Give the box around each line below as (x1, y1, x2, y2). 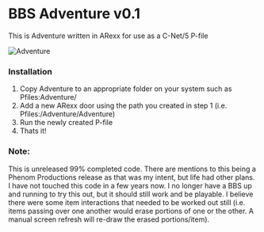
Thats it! (19, 126, 47, 135)
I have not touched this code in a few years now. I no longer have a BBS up (8, 181, 252, 190)
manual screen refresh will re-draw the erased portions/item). (8, 215, 210, 224)
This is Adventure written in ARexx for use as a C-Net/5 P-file (8, 31, 209, 40)
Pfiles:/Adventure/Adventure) (19, 109, 116, 119)
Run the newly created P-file (19, 118, 113, 127)
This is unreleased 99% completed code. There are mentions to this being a (8, 164, 256, 173)
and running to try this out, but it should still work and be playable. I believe (8, 189, 254, 199)
